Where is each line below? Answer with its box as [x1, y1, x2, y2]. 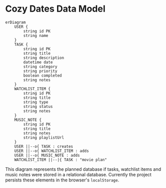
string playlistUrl [23, 135, 65, 140]
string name [23, 33, 49, 38]
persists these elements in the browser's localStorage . [5, 177, 120, 183]
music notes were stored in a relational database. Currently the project [5, 171, 152, 177]
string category [23, 64, 58, 69]
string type [23, 99, 49, 104]
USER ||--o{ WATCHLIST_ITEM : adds [14, 148, 89, 154]
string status [23, 104, 53, 109]
